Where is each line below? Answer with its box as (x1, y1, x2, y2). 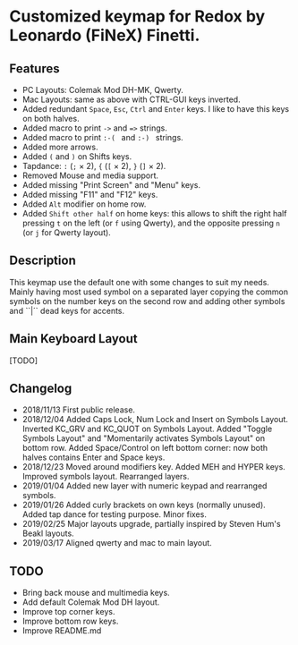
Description (9, 253, 76, 268)
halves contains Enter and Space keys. (21, 452, 166, 463)
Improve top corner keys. (21, 607, 115, 617)
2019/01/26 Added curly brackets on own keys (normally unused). (21, 499, 266, 511)
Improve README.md (21, 625, 102, 636)
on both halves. (21, 114, 80, 123)
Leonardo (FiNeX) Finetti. (9, 25, 200, 46)
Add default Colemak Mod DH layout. (21, 597, 160, 607)
